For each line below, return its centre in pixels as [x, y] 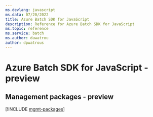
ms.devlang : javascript [30, 10]
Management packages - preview [60, 97]
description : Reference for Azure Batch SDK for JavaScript [70, 24]
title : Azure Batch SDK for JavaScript [47, 19]
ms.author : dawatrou [27, 38]
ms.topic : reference [27, 29]
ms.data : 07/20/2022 [27, 15]
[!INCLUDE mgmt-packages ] [35, 109]
